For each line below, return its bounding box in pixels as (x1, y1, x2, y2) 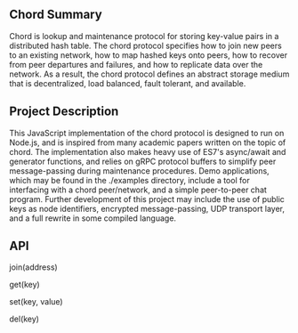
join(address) (9, 262, 58, 272)
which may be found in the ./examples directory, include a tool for (9, 175, 251, 185)
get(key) (9, 280, 40, 290)
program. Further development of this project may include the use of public (9, 193, 285, 204)
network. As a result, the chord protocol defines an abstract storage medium (9, 69, 290, 79)
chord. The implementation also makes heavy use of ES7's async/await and (9, 146, 286, 157)
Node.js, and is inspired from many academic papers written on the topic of (9, 137, 286, 148)
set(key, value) (9, 296, 64, 307)
